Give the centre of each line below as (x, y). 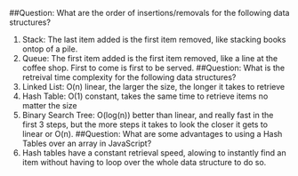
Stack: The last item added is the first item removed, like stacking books (154, 40)
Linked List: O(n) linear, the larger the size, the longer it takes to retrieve (153, 87)
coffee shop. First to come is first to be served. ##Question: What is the (153, 68)
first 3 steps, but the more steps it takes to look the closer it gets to (145, 124)
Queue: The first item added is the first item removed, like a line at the (150, 58)
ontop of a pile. (50, 49)
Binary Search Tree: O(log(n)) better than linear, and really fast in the (148, 115)
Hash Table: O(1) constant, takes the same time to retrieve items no (145, 96)
